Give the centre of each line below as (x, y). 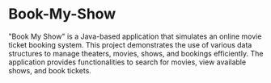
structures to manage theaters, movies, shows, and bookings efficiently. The (136, 53)
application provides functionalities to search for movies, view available (127, 62)
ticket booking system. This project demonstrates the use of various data (130, 44)
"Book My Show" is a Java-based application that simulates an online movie (135, 36)
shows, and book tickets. (50, 70)
